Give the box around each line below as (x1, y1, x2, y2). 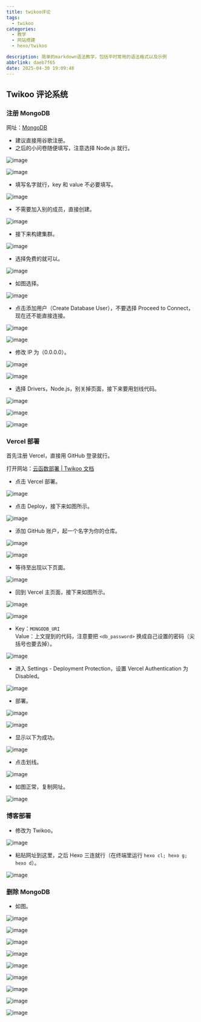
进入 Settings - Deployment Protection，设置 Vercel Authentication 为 (15, 665, 189, 672)
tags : (6, 15, 20, 21)
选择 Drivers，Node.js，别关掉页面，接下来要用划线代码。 (15, 385, 160, 392)
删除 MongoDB (6, 888, 50, 896)
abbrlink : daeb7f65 (6, 59, 56, 66)
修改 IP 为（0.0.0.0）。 (15, 349, 70, 356)
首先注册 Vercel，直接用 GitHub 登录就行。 (6, 452, 113, 459)
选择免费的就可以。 (15, 255, 64, 262)
